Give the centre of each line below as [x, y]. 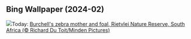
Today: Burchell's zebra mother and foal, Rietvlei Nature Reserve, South [98, 24]
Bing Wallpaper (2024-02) [55, 9]
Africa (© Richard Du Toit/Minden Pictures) [58, 30]
